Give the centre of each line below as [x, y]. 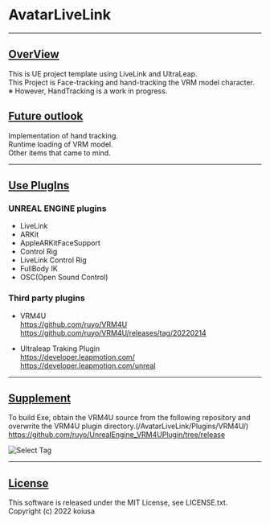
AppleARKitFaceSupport [60, 243]
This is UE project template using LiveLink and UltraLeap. [103, 73]
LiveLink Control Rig [53, 260]
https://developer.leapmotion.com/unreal [88, 365]
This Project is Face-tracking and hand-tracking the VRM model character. [132, 82]
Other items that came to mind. [59, 153]
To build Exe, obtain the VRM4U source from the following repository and [129, 418]
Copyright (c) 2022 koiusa [51, 511]
